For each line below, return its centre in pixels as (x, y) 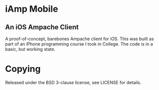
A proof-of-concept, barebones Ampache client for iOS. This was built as (79, 39)
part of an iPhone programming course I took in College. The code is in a (79, 44)
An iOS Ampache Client (42, 27)
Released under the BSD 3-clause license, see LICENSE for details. (73, 82)
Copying (23, 69)
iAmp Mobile (32, 9)
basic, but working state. (30, 49)
